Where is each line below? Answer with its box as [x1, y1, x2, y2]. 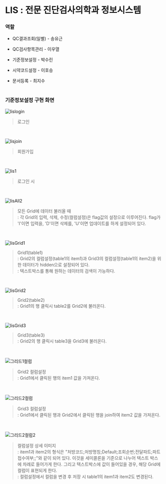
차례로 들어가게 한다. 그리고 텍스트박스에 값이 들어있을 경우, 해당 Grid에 [22, 461, 161, 467]
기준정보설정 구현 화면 [5, 97, 55, 104]
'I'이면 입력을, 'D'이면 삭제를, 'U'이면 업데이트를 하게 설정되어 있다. [17, 220, 146, 226]
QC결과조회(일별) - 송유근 [12, 36, 63, 42]
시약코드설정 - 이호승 [12, 68, 54, 73]
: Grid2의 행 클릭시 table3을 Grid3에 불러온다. [17, 338, 107, 344]
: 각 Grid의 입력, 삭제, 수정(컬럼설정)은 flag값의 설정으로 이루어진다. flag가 [17, 214, 161, 220]
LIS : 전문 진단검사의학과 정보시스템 [5, 4, 141, 16]
